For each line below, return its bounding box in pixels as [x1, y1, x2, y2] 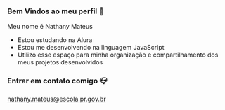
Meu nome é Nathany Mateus [7, 22, 93, 31]
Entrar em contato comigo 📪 [7, 76, 108, 86]
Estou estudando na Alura [17, 36, 93, 44]
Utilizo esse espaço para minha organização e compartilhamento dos [17, 50, 219, 59]
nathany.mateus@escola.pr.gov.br [7, 95, 107, 103]
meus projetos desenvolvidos [17, 58, 103, 67]
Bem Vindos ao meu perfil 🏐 [7, 6, 104, 16]
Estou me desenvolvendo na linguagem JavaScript [17, 43, 165, 52]
